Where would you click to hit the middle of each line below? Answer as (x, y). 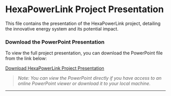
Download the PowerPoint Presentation (55, 42)
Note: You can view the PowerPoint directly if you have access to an (90, 78)
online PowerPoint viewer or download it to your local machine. (84, 84)
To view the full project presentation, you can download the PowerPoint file (84, 53)
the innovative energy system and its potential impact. (62, 28)
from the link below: (26, 58)
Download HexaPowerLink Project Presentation (55, 68)
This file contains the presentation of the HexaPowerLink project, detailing (83, 23)
